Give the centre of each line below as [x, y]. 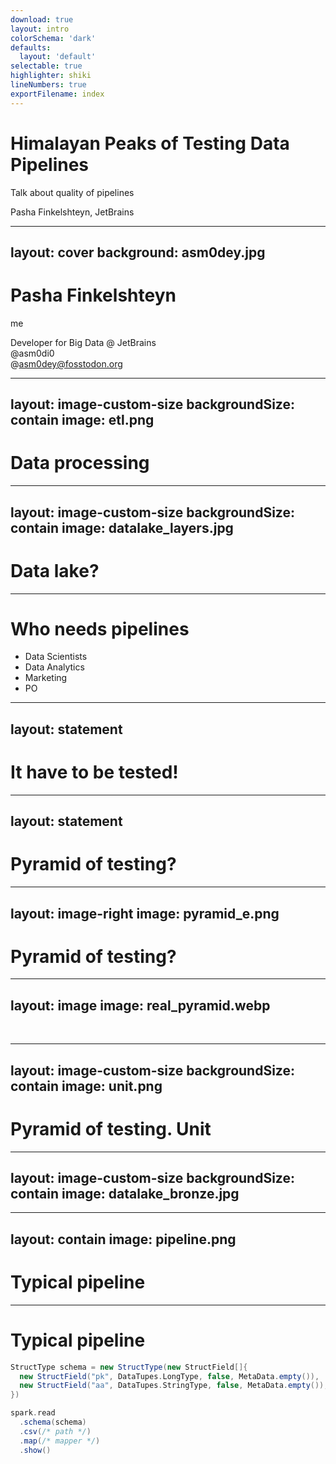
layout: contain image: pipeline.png [123, 1239]
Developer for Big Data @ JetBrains [83, 342]
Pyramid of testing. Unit [111, 1128]
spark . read [33, 1413]
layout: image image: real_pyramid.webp [140, 1005]
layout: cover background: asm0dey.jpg [138, 252]
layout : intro [40, 29]
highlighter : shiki [51, 76]
